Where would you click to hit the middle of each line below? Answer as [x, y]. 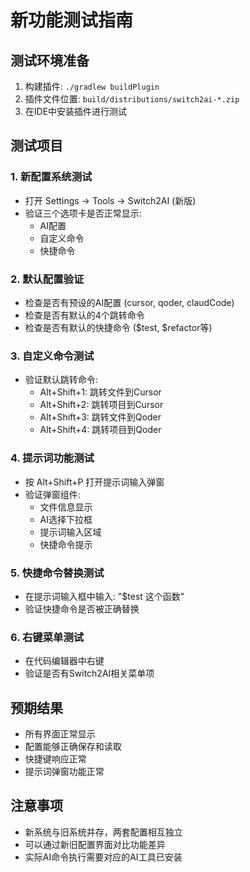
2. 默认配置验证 [47, 279]
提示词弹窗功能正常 [64, 771]
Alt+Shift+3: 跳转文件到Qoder [100, 417]
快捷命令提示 [66, 544]
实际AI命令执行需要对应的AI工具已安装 [103, 857]
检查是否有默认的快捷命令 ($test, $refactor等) [118, 327]
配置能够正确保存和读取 [73, 746]
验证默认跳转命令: [61, 380]
